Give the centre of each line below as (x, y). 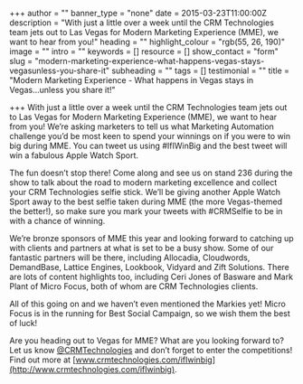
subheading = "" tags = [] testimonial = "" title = (201, 70)
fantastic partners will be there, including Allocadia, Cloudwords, (130, 258)
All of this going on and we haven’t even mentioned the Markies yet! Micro (148, 304)
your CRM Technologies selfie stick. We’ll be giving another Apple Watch (145, 192)
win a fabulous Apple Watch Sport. (74, 155)
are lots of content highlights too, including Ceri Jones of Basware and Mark (151, 276)
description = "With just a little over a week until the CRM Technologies (142, 23)
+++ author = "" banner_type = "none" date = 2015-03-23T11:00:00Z (138, 13)
